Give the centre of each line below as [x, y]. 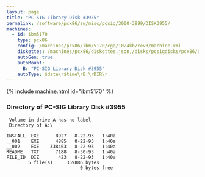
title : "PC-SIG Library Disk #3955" [53, 18]
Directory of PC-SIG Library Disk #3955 [66, 107]
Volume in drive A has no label [50, 120]
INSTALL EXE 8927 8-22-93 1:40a [61, 136]
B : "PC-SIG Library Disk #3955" [63, 68]
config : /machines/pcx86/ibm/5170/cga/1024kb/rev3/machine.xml [99, 46]
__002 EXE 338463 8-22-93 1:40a [61, 147]
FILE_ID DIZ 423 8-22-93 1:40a [61, 157]
